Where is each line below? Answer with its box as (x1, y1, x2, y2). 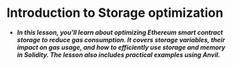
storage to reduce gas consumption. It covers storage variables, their (16, 35, 225, 44)
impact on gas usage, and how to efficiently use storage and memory (16, 43, 226, 51)
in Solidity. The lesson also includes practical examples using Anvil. (16, 51, 220, 59)
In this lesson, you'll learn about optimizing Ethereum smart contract (16, 28, 223, 37)
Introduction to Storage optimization (6, 5, 224, 21)
